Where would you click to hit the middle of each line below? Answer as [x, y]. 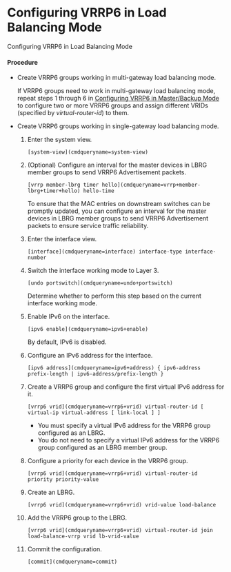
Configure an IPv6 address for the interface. [90, 356]
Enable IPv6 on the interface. [69, 317]
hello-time [99, 191]
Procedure [22, 62]
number [37, 258]
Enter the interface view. [62, 239]
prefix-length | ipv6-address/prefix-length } [96, 374]
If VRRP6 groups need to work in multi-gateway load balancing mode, [116, 91]
